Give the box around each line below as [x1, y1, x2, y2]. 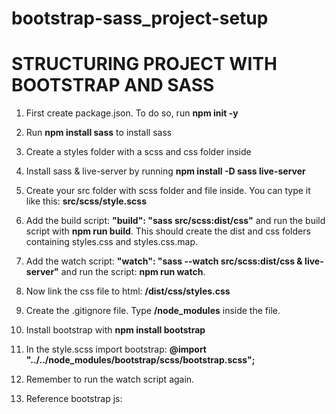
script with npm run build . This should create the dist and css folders [25, 225, 311, 237]
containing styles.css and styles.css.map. [25, 236, 199, 248]
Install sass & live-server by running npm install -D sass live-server [25, 165, 306, 177]
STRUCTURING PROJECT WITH [11, 53, 278, 76]
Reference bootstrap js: [25, 393, 123, 405]
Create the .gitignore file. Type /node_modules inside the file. [25, 305, 281, 317]
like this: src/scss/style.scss [25, 195, 148, 207]
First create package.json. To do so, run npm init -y [25, 107, 239, 119]
